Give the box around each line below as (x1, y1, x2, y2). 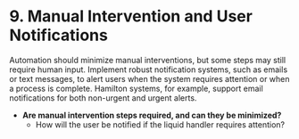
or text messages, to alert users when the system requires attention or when (9, 73, 290, 84)
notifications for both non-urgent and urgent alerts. (9, 92, 197, 103)
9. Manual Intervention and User (9, 6, 253, 27)
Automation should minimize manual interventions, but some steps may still (9, 54, 287, 65)
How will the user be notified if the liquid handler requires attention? (35, 119, 286, 130)
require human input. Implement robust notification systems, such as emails (9, 64, 288, 75)
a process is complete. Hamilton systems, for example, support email (9, 83, 263, 94)
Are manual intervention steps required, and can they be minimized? (21, 110, 282, 120)
